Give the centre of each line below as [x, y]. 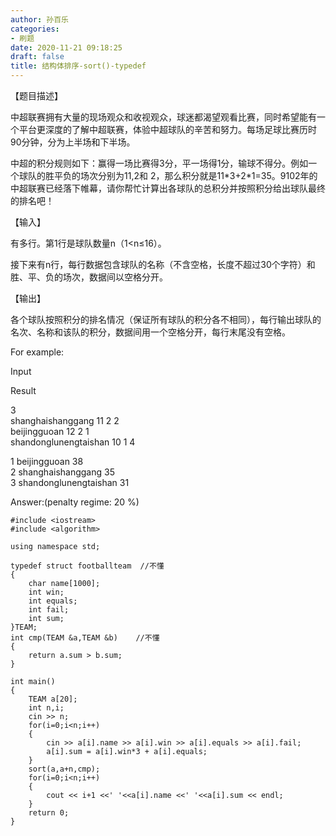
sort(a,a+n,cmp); [64, 769]
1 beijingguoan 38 [47, 461]
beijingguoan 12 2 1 [50, 431]
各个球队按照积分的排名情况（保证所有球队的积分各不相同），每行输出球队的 [166, 319]
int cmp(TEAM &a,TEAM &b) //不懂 [85, 638]
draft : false [37, 57]
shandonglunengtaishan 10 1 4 [73, 442]
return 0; [49, 813]
